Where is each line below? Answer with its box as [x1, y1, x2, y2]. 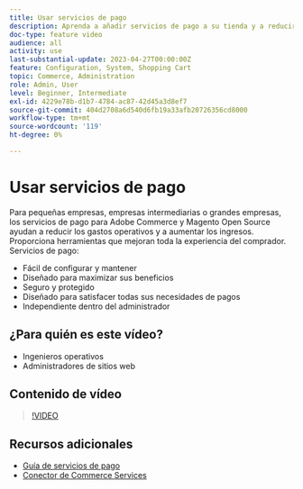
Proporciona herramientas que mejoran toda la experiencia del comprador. [9, 235, 287, 246]
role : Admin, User [9, 80, 78, 89]
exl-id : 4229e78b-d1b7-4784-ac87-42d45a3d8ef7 [9, 96, 188, 106]
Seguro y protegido [22, 281, 95, 293]
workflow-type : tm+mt [9, 113, 91, 122]
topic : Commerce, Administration [9, 72, 135, 81]
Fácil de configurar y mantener [22, 262, 137, 273]
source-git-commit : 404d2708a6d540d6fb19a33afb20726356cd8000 [9, 105, 248, 114]
